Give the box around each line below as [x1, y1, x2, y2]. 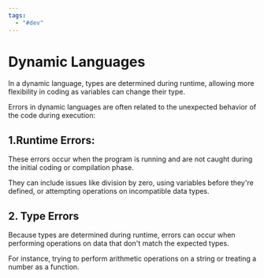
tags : [8, 11, 26, 20]
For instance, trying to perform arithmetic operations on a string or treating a [8, 254, 257, 264]
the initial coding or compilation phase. [8, 163, 134, 172]
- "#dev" [15, 19, 44, 27]
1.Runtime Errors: [8, 133, 95, 146]
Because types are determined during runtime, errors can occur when [8, 230, 236, 240]
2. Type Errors [8, 209, 80, 223]
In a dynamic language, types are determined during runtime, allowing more [8, 79, 255, 88]
